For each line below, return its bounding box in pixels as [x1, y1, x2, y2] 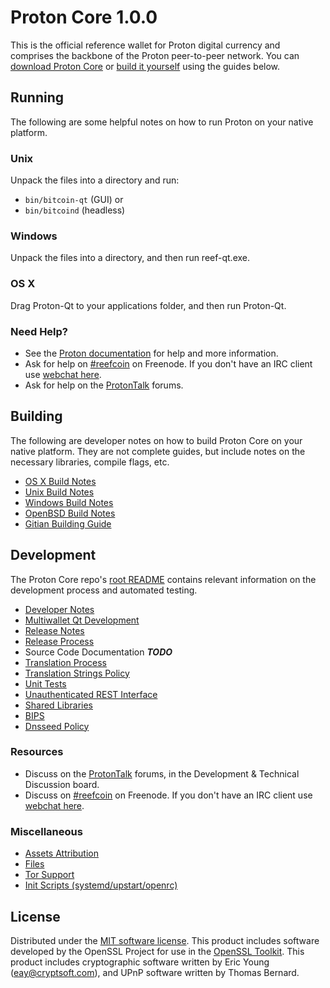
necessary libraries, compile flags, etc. [10, 456, 170, 468]
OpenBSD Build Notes [24, 507, 116, 519]
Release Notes [24, 624, 85, 636]
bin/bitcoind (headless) [24, 204, 126, 216]
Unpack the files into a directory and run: [10, 174, 180, 186]
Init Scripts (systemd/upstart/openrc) [24, 879, 178, 891]
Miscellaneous [10, 824, 83, 838]
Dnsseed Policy [24, 720, 90, 732]
